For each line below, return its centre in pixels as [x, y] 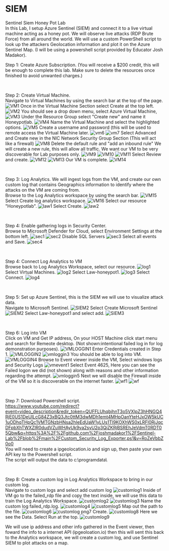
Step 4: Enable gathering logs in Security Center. [56, 225]
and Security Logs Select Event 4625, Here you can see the [80, 365]
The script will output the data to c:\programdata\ [56, 460]
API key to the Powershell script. [39, 454]
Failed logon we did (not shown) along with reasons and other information [82, 370]
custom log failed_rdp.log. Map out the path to [84, 506]
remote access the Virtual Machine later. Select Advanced [81, 132]
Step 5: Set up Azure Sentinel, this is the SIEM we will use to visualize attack [84, 297]
